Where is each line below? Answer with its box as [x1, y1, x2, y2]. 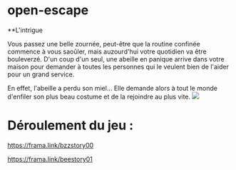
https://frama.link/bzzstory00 [7, 141, 94, 149]
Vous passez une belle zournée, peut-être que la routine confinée [7, 39, 201, 48]
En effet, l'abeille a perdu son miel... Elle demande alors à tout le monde [7, 84, 217, 92]
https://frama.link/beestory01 [7, 154, 93, 163]
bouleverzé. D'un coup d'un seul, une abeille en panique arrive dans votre [7, 54, 225, 63]
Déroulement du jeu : [7, 117, 134, 134]
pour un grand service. [7, 70, 75, 79]
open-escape [7, 2, 89, 19]
